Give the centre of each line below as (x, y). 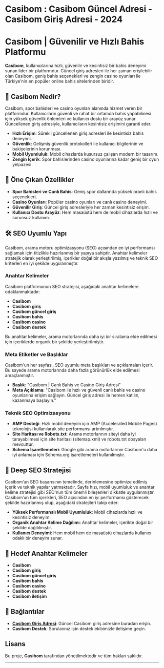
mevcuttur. (23, 444)
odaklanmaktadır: (22, 292)
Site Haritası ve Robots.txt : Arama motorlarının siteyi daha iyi (74, 434)
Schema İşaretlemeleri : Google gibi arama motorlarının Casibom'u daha (85, 450)
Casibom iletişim (30, 596)
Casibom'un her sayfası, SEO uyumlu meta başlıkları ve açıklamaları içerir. (79, 365)
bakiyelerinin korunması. (37, 149)
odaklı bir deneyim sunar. (37, 538)
